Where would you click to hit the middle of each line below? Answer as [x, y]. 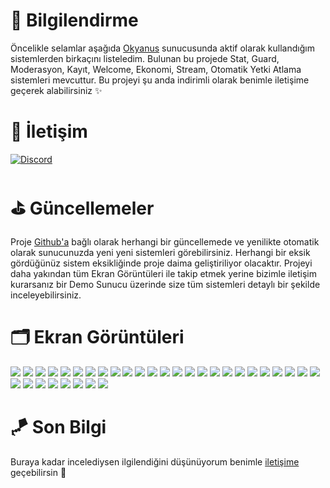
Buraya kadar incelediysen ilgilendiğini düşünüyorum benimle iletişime [155, 461]
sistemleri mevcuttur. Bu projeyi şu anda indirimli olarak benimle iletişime [160, 80]
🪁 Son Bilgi [58, 426]
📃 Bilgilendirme [74, 20]
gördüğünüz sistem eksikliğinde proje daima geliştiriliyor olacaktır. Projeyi [161, 263]
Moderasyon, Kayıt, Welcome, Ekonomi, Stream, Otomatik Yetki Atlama [156, 69]
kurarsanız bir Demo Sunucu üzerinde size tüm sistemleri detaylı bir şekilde [165, 284]
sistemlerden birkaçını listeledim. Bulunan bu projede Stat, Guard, [145, 58]
